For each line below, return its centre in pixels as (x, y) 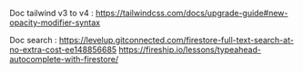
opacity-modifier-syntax (55, 23)
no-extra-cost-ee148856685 (63, 50)
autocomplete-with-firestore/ (64, 59)
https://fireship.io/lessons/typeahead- (190, 50)
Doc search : (33, 40)
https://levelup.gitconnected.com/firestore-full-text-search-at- (176, 40)
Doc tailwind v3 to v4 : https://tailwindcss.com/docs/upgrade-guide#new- (149, 13)
